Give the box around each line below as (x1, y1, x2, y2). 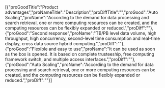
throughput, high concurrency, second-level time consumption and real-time (5, 35, 160, 41)
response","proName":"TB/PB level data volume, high (48, 30, 157, 36)
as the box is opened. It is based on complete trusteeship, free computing (5, 51, 155, 57)
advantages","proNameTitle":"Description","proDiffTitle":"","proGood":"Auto (5, 9, 158, 15)
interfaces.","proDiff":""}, (85, 57, 136, 62)
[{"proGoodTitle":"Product (5, 4, 58, 10)
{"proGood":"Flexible (5, 46, 48, 52)
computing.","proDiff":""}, (73, 41, 125, 46)
